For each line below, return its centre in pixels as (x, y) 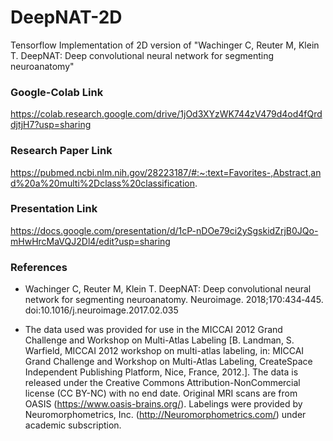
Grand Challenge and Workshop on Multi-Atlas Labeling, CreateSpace (168, 362)
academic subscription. (73, 425)
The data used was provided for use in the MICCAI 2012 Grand (153, 330)
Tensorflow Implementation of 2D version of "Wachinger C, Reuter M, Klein (165, 45)
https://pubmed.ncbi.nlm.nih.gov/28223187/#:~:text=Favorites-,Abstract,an (166, 172)
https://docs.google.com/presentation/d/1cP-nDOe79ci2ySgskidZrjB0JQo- (164, 230)
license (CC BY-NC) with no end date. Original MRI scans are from (161, 393)
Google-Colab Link (57, 92)
